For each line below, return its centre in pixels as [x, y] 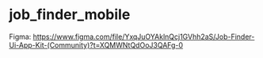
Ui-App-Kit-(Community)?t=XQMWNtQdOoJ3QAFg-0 [96, 44]
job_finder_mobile [70, 15]
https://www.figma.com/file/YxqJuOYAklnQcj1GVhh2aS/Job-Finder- [144, 37]
